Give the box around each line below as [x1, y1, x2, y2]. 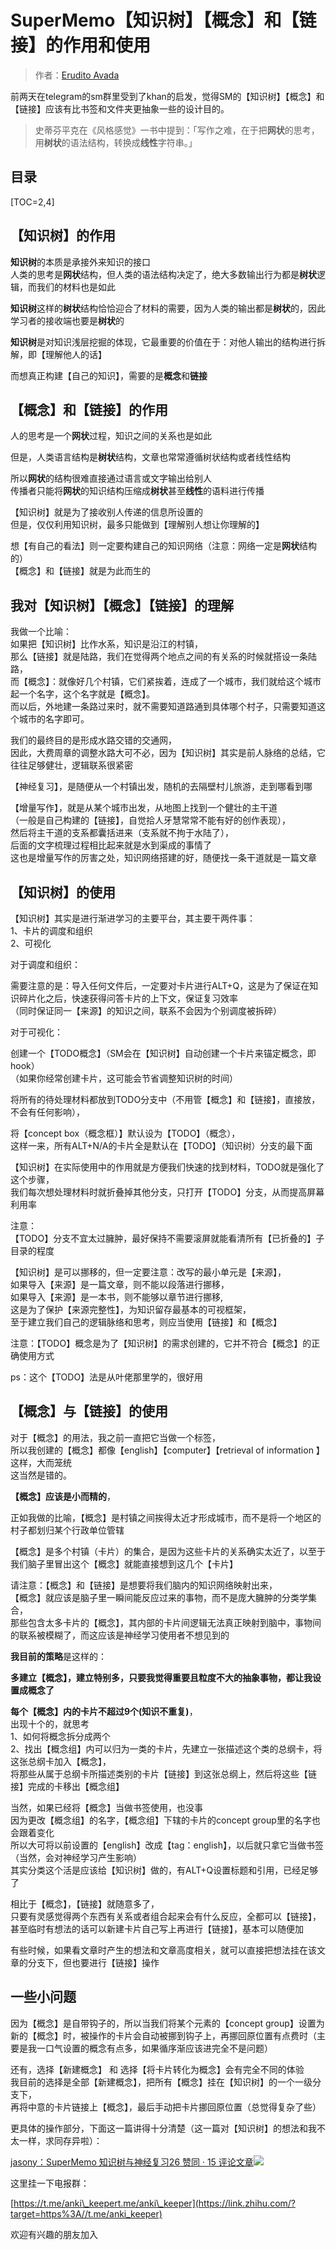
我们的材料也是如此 [36, 281, 116, 293]
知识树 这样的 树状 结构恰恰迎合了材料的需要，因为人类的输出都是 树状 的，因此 [10, 302, 326, 314]
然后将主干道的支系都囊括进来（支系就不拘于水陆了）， [10, 827, 234, 839]
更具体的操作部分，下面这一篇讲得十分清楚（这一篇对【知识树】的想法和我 [10, 2122, 317, 2134]
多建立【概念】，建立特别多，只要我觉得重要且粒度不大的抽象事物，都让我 [10, 1671, 313, 1683]
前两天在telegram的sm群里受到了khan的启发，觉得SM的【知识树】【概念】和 [10, 90, 325, 102]
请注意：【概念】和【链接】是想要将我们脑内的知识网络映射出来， [10, 1579, 278, 1591]
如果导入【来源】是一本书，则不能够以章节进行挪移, [10, 1291, 224, 1303]
